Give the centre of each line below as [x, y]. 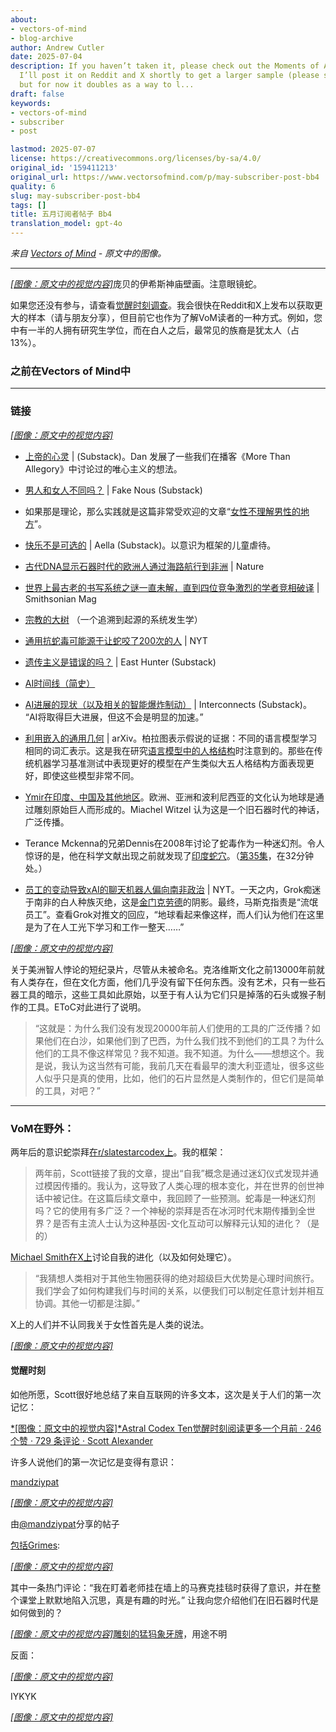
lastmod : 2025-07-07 [53, 149]
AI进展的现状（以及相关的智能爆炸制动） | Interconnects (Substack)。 [168, 704]
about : [24, 19]
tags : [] [28, 205]
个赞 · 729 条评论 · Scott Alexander [82, 1441]
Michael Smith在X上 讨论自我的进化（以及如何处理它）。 [123, 1257]
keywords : [31, 103]
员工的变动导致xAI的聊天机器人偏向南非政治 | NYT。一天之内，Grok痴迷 [173, 889]
